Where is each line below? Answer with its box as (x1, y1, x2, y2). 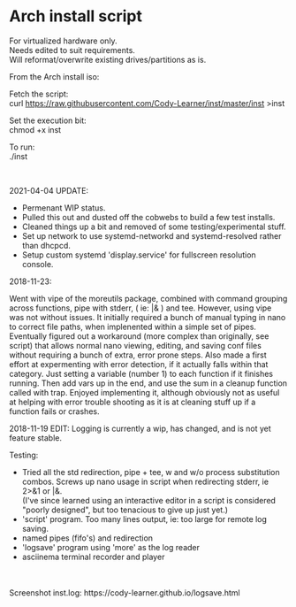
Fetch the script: (9, 88, 69, 99)
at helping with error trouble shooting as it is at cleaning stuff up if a (9, 396, 256, 407)
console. (21, 258, 54, 269)
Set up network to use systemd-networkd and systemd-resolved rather (21, 230, 282, 241)
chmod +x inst (9, 124, 62, 134)
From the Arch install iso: (9, 71, 100, 81)
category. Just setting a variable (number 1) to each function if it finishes (9, 368, 274, 379)
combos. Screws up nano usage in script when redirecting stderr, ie (21, 476, 269, 487)
